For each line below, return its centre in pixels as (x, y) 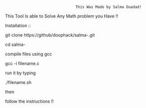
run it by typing (20, 73)
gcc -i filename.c (22, 63)
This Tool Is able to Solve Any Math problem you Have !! (62, 16)
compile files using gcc (29, 54)
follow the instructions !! (29, 101)
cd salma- (15, 44)
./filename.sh (18, 82)
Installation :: (18, 25)
